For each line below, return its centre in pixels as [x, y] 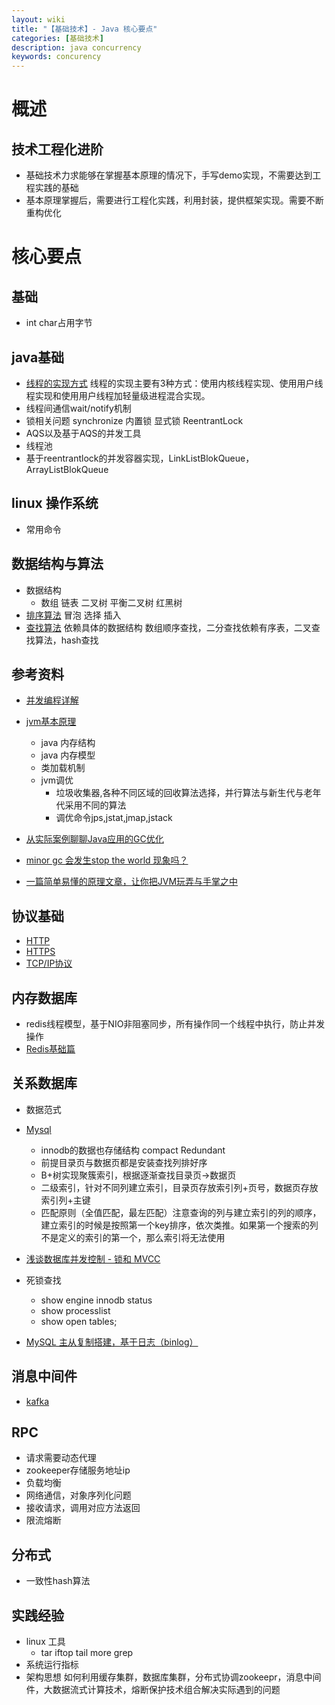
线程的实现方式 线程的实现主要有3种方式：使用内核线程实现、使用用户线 [174, 383]
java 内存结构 [68, 743]
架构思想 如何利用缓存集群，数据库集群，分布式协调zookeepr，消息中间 [173, 1677]
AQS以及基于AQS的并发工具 [83, 433]
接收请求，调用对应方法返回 [83, 1508]
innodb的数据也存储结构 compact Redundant [133, 1150]
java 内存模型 [68, 755]
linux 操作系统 [55, 503]
